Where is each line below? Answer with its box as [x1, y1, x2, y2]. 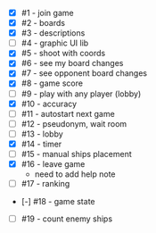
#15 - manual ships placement [21, 148, 133, 159]
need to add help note [34, 169, 117, 179]
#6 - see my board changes [21, 58, 124, 69]
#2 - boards [21, 18, 66, 29]
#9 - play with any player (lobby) [21, 88, 142, 99]
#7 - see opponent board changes [21, 68, 148, 79]
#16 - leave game [21, 158, 86, 169]
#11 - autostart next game [21, 108, 115, 119]
